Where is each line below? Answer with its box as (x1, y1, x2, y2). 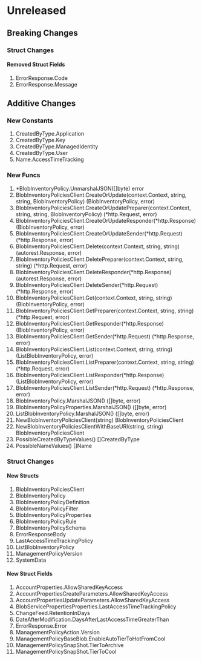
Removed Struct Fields (7, 61, 65, 68)
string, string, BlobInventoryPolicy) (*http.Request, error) (15, 210, 157, 218)
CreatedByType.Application (15, 130, 84, 137)
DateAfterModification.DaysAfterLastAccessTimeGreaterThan (15, 616, 169, 623)
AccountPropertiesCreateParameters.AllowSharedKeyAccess (15, 590, 168, 597)
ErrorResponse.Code (15, 74, 68, 82)
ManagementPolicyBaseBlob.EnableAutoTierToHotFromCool (15, 635, 166, 642)
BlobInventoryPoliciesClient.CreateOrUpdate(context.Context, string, (15, 191, 187, 199)
